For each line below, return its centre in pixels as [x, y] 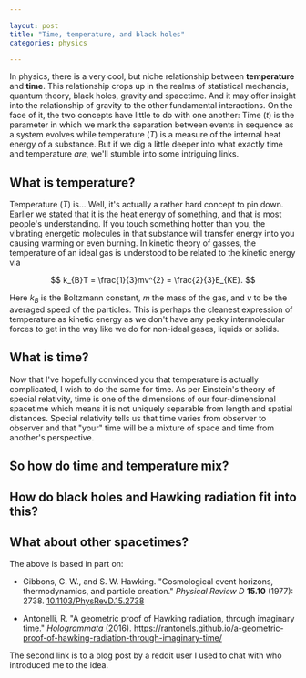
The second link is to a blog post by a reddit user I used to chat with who [146, 655]
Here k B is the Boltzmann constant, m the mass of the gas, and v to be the [148, 299]
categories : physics [49, 43]
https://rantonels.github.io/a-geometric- [209, 628]
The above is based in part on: [66, 564]
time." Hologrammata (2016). [77, 628]
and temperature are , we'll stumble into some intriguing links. [124, 154]
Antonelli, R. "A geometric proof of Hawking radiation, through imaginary [158, 619]
